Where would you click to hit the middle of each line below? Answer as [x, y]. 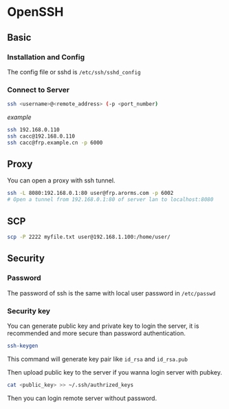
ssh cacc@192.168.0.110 [41, 136]
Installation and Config [46, 57]
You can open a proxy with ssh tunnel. [61, 180]
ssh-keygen [23, 346]
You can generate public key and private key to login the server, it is [103, 326]
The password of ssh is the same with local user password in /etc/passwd [111, 293]
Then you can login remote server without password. [82, 398]
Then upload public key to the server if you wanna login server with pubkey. [115, 372]
